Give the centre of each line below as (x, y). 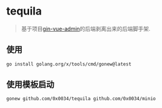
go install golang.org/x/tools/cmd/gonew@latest (69, 64)
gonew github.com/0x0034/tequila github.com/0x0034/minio (81, 99)
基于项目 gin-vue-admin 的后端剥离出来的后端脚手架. (86, 29)
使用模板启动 (30, 85)
